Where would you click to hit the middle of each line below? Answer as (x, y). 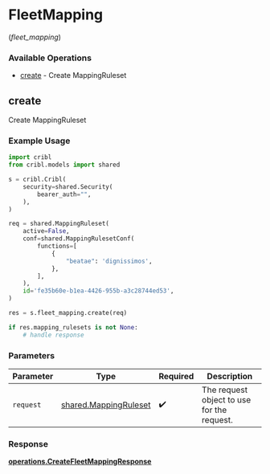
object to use (227, 400)
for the (215, 410)
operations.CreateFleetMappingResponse (80, 462)
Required (176, 377)
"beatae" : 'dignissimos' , (109, 261)
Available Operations (50, 58)
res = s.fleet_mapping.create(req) (68, 313)
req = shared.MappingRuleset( (59, 224)
